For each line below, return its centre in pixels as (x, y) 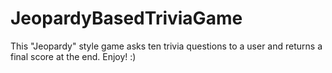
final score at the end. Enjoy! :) (73, 56)
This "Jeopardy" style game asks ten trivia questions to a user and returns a (166, 46)
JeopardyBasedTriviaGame (126, 18)
